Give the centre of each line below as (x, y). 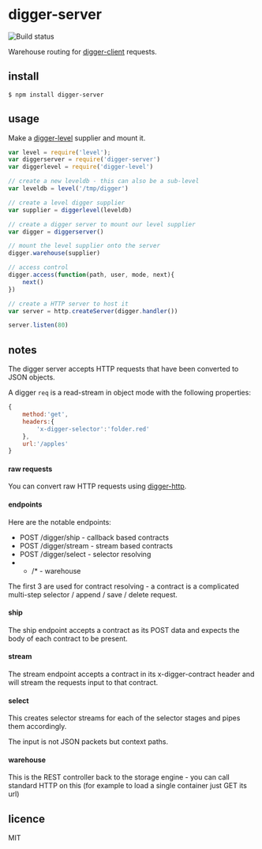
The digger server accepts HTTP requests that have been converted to (124, 369)
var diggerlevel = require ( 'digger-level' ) (81, 167)
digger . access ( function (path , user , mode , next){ (92, 275)
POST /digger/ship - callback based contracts (94, 537)
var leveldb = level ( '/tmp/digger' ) (68, 189)
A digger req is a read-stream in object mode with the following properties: (129, 393)
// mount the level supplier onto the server (84, 246)
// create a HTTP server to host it (68, 304)
